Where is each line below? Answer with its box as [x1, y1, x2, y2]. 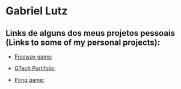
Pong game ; [14, 76, 44, 83]
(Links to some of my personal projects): [5, 37, 161, 47]
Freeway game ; [14, 53, 53, 60]
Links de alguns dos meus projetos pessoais [5, 28, 176, 38]
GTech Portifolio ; [14, 65, 57, 72]
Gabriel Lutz [5, 4, 68, 18]
